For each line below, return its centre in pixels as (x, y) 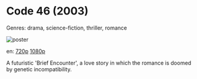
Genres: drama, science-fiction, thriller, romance (67, 28)
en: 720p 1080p (26, 51)
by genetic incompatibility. (39, 69)
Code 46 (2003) (47, 11)
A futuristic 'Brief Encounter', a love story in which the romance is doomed (99, 63)
